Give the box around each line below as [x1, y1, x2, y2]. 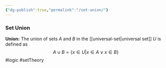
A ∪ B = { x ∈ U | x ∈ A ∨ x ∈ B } [53, 49, 119, 55]
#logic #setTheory [5, 57, 44, 63]
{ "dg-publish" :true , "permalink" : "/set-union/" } [5, 7, 109, 13]
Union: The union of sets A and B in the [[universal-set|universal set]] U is [5, 36, 161, 42]
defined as [5, 41, 28, 47]
